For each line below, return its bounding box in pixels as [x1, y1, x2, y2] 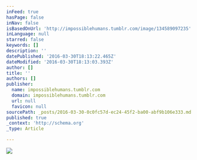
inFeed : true [6, 8, 39, 15]
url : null [11, 98, 36, 104]
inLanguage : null [6, 31, 50, 37]
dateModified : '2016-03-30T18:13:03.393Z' [6, 59, 114, 65]
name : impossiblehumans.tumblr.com [11, 87, 101, 93]
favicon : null [11, 103, 47, 110]
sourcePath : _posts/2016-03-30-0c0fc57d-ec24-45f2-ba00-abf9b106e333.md [6, 109, 192, 115]
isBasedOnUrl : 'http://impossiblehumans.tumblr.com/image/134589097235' [6, 25, 192, 32]
